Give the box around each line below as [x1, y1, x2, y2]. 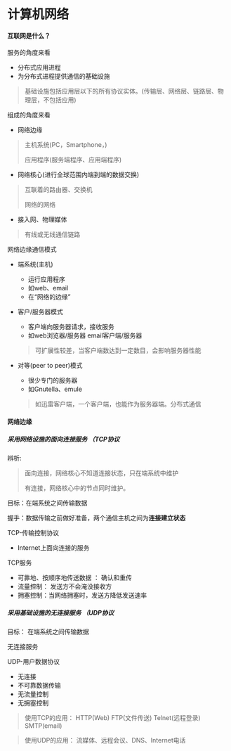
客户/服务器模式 [17, 307, 63, 316]
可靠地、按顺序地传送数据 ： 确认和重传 [17, 573, 132, 582]
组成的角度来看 [7, 110, 51, 120]
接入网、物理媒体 [17, 215, 67, 224]
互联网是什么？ [7, 31, 51, 39]
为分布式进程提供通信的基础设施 [17, 72, 110, 81]
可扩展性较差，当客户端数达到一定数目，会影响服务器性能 [34, 346, 202, 355]
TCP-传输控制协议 [7, 528, 60, 537]
